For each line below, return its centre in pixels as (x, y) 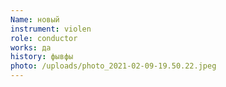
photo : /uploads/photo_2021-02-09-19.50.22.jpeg (113, 66)
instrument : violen (51, 29)
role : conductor (44, 38)
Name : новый (35, 19)
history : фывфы (42, 57)
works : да (31, 47)
